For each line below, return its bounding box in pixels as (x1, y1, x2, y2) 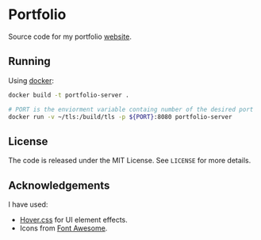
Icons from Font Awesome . (19, 223, 108, 233)
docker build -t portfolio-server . (8, 91, 129, 99)
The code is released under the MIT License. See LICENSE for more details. (8, 156, 251, 166)
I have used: (8, 200, 48, 209)
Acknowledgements (8, 178, 110, 192)
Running (8, 55, 52, 68)
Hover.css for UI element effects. (19, 215, 129, 224)
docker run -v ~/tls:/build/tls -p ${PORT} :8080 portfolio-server (8, 112, 232, 120)
